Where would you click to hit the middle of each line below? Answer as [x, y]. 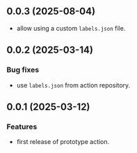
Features [22, 127]
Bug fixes [23, 70]
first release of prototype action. [63, 142]
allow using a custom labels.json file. [71, 28]
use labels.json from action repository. [73, 85]
